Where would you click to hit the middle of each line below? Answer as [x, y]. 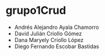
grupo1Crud [36, 11]
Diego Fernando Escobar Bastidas [57, 46]
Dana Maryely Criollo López [49, 40]
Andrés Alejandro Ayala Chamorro [57, 27]
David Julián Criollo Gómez [48, 33]
